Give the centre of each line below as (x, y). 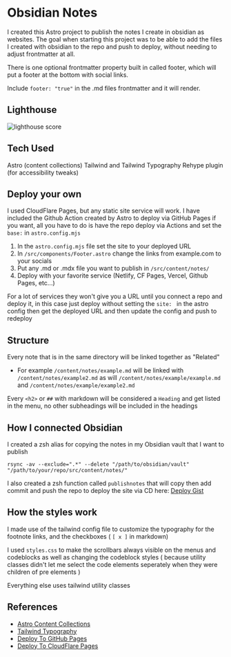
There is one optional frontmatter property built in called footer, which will (112, 67)
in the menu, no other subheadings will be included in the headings (102, 406)
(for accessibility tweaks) (43, 172)
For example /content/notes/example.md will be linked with (100, 370)
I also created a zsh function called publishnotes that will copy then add (109, 483)
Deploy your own (44, 194)
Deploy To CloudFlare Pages (58, 646)
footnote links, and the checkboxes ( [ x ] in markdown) (88, 536)
